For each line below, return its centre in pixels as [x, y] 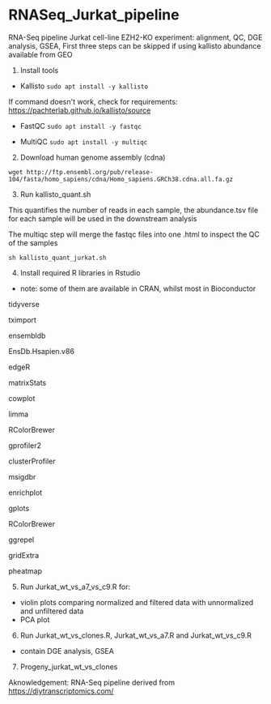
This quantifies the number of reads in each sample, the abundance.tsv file [133, 210]
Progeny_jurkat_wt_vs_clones [69, 667]
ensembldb [27, 335]
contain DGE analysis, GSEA [67, 651]
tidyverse [24, 304]
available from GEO [40, 54]
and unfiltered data [52, 611]
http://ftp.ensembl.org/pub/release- [90, 172]
